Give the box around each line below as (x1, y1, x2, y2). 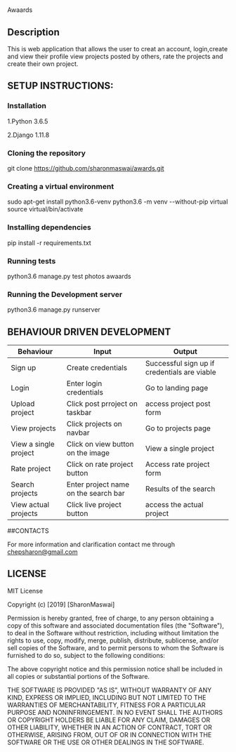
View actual (11, 499, 50, 509)
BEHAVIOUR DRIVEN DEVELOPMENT (7, 326, 171, 338)
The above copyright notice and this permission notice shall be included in (7, 664, 223, 673)
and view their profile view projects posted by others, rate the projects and (7, 52, 223, 60)
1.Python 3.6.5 (7, 117, 48, 125)
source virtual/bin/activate (7, 205, 84, 213)
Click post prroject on (66, 399, 138, 409)
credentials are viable (145, 367, 216, 377)
